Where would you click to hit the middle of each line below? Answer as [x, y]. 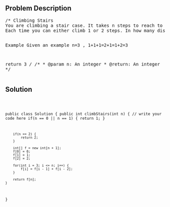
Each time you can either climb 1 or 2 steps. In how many [80, 30]
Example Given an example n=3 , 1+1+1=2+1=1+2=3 [67, 45]
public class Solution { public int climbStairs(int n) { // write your [83, 114]
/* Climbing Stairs [29, 20]
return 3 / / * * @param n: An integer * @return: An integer [83, 64]
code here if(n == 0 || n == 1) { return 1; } [55, 118]
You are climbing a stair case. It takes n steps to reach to [84, 25]
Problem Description [38, 8]
